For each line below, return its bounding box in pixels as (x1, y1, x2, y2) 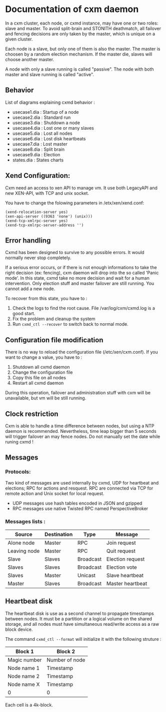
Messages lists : (5, 518, 46, 525)
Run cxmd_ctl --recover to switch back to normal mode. (12, 321, 128, 327)
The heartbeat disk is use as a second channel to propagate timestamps (5, 610, 154, 616)
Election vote (106, 564, 137, 571)
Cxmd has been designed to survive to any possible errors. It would (5, 250, 144, 256)
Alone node (7, 539, 35, 546)
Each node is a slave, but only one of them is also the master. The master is (5, 46, 160, 52)
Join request (106, 539, 136, 546)
